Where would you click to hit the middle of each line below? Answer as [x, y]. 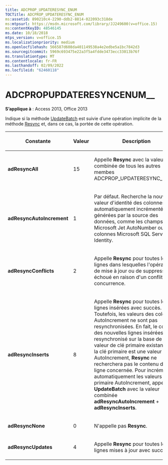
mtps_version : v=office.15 [33, 38]
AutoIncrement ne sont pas [126, 320]
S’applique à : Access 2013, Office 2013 [46, 108]
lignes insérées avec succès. [128, 307]
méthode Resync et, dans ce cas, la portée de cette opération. [69, 123]
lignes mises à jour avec [122, 450]
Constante [38, 141]
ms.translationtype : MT [30, 56]
